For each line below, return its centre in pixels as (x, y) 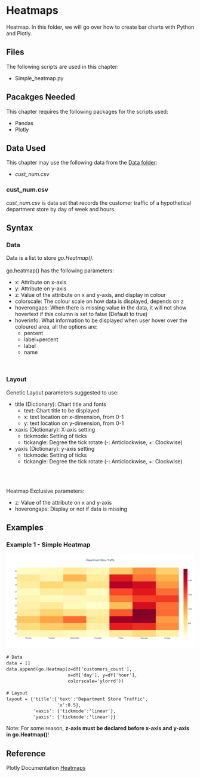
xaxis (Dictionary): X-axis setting (55, 429)
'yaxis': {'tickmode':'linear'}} (74, 717)
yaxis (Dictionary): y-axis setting (55, 448)
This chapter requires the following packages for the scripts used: (87, 111)
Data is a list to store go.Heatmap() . (50, 258)
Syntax (20, 228)
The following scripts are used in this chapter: (62, 66)
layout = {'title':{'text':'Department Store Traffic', (77, 699)
